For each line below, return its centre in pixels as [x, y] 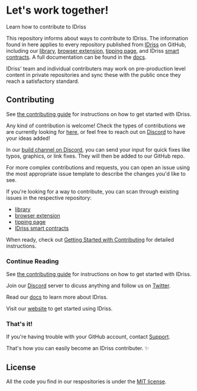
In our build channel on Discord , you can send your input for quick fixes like [98, 149]
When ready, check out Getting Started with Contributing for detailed [90, 239]
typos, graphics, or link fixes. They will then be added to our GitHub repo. [96, 156]
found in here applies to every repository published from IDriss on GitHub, [96, 44]
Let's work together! [57, 10]
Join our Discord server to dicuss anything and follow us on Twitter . [88, 286]
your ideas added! [28, 138]
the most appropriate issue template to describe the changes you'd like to [96, 174]
